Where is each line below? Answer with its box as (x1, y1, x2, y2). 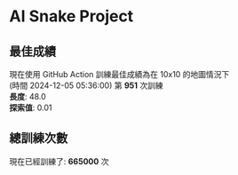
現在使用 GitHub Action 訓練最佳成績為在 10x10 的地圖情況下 (9, 69, 230, 79)
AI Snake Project (9, 6, 134, 27)
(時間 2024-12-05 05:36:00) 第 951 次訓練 (9, 80, 163, 91)
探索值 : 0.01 (9, 102, 52, 113)
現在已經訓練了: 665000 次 (9, 155, 109, 166)
